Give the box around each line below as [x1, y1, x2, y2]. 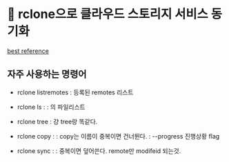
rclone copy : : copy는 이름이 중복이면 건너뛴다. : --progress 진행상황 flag [17, 132, 220, 140]
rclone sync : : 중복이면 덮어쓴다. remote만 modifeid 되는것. [17, 146, 181, 155]
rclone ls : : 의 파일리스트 [17, 103, 86, 111]
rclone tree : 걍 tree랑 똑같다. [17, 117, 98, 125]
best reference [7, 46, 50, 55]
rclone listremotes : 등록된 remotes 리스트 [17, 88, 134, 97]
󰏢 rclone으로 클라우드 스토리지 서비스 [7, 6, 208, 22]
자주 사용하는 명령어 [7, 68, 87, 80]
